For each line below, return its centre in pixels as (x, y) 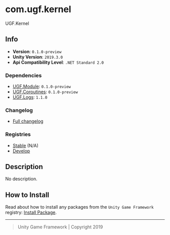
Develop (21, 151)
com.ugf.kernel (38, 9)
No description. (22, 179)
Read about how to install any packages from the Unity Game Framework (79, 207)
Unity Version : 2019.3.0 (38, 57)
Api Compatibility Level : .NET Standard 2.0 (58, 62)
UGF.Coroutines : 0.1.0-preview (45, 92)
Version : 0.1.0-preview (37, 51)
